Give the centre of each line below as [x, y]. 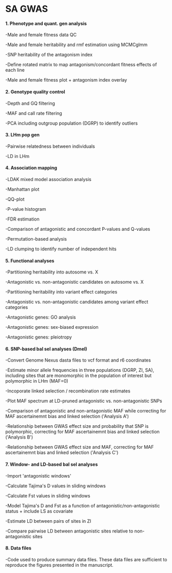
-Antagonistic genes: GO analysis [41, 317]
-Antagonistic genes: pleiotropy [39, 337]
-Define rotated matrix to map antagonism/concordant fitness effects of [81, 65]
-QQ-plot [15, 199]
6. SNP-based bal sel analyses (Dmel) [46, 349]
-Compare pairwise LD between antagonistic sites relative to [69, 531]
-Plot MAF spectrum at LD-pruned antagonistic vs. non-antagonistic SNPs [84, 401]
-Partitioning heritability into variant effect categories [61, 292]
